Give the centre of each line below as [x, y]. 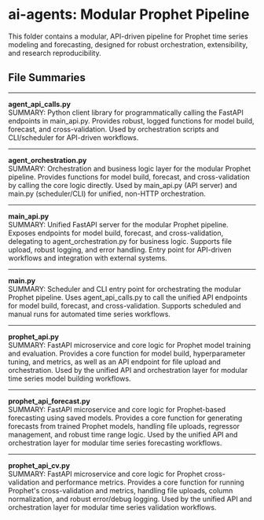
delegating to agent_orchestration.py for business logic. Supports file [120, 241]
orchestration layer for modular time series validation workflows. [112, 507]
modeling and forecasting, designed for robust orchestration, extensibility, [128, 44]
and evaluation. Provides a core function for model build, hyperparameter [127, 353]
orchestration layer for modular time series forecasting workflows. [115, 443]
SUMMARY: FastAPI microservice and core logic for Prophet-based [117, 409]
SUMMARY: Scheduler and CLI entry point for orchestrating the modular [125, 289]
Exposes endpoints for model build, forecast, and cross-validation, [116, 233]
